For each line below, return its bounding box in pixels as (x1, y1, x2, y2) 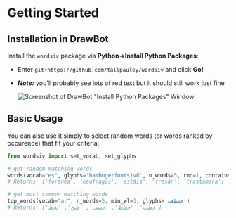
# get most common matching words (7, 191, 109, 198)
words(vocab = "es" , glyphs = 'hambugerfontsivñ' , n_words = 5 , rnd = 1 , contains (7, 172, 231, 179)
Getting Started (7, 5, 100, 21)
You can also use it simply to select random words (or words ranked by (7, 132, 213, 140)
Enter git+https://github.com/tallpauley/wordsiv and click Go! (17, 65, 204, 73)
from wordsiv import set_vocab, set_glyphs (7, 153, 137, 160)
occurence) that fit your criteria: (7, 139, 100, 147)
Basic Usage (7, 113, 63, 124)
